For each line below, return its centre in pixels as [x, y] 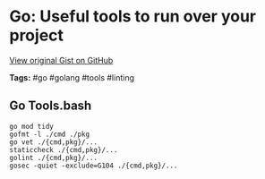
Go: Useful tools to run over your [133, 17]
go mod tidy [31, 126]
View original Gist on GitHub [61, 60]
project [37, 35]
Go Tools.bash [51, 106]
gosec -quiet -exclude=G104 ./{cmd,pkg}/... [94, 166]
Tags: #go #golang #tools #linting [72, 77]
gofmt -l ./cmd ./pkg [50, 134]
